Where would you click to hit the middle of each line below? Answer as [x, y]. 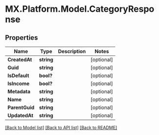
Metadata [19, 92]
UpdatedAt [20, 115]
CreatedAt [20, 60]
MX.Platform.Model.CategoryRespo [80, 9]
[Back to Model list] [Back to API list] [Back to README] [61, 128]
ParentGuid [21, 108]
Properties [22, 38]
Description [72, 51]
